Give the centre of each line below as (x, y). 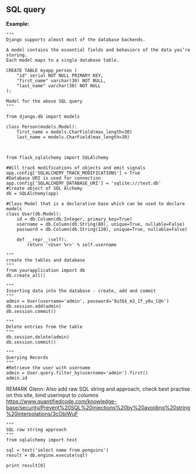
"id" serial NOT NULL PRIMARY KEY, (60, 76)
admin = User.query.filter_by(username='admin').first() (77, 373)
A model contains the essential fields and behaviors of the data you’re (98, 50)
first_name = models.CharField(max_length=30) (75, 132)
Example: (18, 23)
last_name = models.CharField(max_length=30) (73, 137)
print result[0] (26, 465)
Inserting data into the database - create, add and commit (81, 291)
